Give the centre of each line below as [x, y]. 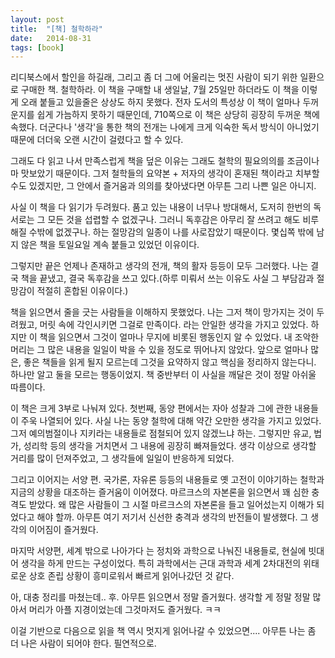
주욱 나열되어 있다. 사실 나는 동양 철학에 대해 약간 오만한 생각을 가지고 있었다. [171, 421]
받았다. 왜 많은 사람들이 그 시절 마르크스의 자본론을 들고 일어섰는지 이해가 [171, 505]
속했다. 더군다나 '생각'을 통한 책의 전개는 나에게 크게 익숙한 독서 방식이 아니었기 [165, 127]
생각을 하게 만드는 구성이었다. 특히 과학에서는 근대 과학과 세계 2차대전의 [161, 563]
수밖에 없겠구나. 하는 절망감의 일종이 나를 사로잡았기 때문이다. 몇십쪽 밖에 [171, 232]
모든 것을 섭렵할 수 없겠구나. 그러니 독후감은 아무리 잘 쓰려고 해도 [174, 220]
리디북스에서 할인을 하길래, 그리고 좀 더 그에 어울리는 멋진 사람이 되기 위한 [154, 77]
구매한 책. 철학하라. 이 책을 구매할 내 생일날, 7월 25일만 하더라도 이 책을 [160, 90]
